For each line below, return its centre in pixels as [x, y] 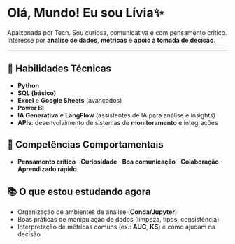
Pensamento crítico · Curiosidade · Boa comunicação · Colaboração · [120, 162]
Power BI [30, 108]
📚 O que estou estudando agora [79, 191]
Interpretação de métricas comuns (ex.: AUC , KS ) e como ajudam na [116, 227]
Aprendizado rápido [47, 168]
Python [28, 85]
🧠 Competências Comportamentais [85, 145]
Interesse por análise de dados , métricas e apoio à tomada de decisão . [111, 40]
